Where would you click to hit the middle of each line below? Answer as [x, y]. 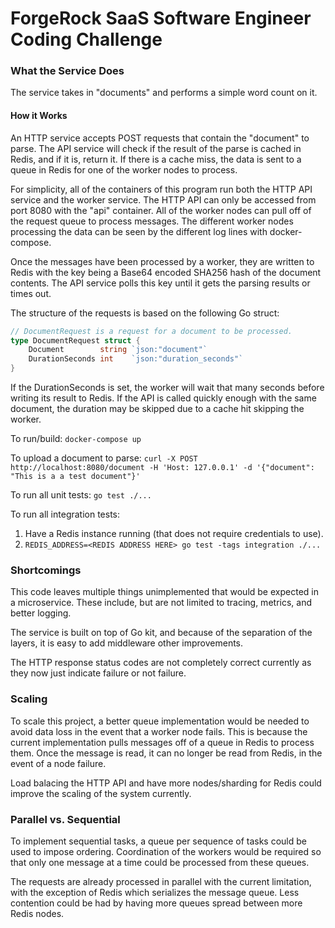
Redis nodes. [37, 913]
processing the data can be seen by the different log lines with [139, 231]
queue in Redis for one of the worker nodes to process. [124, 169]
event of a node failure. [58, 763]
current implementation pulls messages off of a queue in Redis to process [162, 742]
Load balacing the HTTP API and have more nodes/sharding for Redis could [166, 783]
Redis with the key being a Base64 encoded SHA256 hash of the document [166, 272]
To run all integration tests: [65, 514]
